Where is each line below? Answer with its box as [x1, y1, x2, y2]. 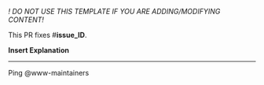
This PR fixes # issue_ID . [8, 31, 87, 39]
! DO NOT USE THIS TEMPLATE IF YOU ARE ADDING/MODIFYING [8, 7, 221, 16]
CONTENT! [8, 15, 45, 24]
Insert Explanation [8, 46, 69, 54]
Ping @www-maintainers [8, 68, 90, 77]
